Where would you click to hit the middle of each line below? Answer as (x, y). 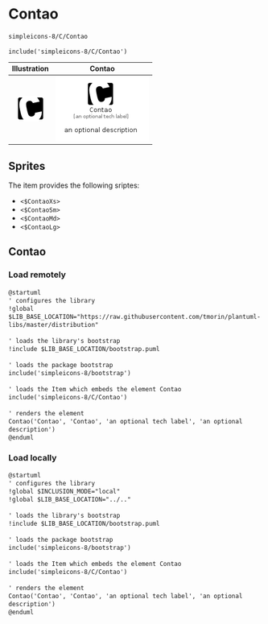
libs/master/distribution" (54, 324)
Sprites (27, 166)
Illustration (31, 68)
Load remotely (37, 275)
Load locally (33, 457)
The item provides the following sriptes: (74, 185)
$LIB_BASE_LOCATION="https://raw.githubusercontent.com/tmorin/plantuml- (135, 316)
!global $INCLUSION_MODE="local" (64, 491)
